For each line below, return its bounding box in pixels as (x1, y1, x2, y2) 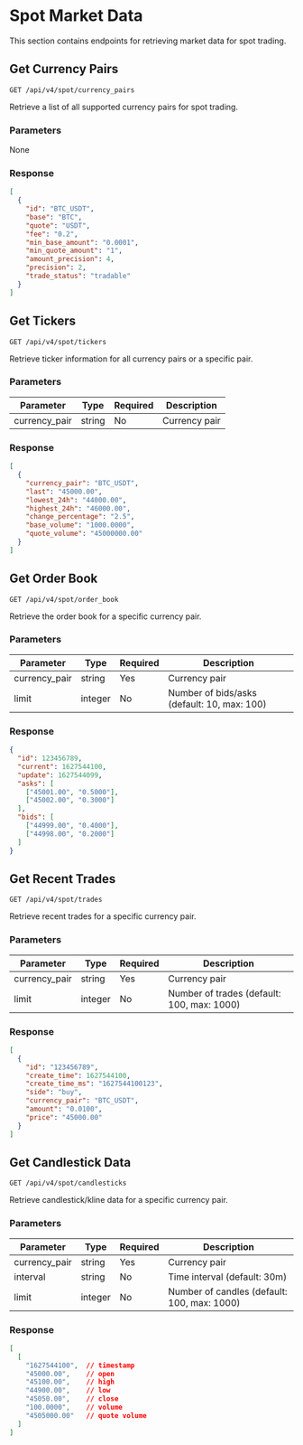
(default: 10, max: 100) (168, 698, 267, 710)
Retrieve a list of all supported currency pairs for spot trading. (9, 101, 239, 112)
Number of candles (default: (168, 1285, 288, 1298)
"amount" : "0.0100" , (25, 1104, 103, 1114)
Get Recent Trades (9, 871, 116, 887)
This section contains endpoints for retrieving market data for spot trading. (9, 35, 287, 46)
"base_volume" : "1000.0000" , (25, 521, 135, 530)
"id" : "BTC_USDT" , (25, 204, 95, 213)
